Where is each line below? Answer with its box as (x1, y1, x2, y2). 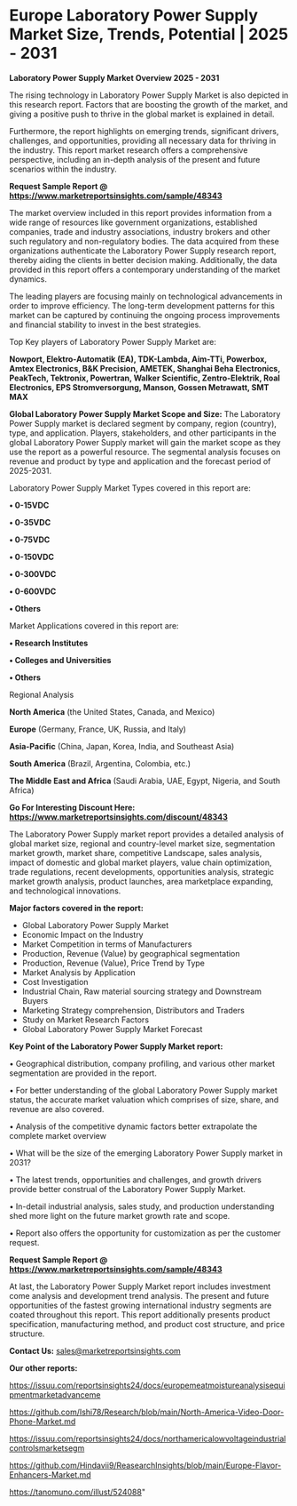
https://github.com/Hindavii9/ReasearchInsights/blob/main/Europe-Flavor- (9, 1460, 282, 1470)
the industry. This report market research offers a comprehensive (9, 144, 248, 156)
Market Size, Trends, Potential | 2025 (9, 24, 289, 44)
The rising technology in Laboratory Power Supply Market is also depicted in (9, 90, 289, 100)
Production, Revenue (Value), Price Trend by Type (21, 957, 206, 968)
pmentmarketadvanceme (9, 1389, 101, 1400)
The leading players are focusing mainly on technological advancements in (9, 291, 283, 301)
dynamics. (9, 273, 47, 284)
